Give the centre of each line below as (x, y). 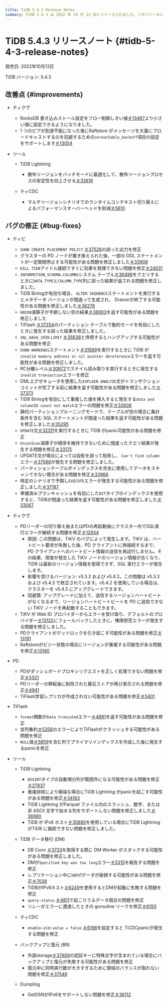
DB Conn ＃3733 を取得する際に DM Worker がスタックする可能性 (95, 850)
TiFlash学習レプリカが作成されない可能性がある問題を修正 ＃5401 (88, 697)
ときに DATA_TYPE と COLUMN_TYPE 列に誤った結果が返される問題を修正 (89, 281)
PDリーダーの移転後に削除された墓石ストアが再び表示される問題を (89, 684)
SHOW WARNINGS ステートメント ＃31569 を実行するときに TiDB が (85, 350)
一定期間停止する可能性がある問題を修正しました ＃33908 (89, 262)
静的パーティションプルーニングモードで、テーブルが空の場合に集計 (90, 412)
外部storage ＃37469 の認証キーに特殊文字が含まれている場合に (93, 955)
